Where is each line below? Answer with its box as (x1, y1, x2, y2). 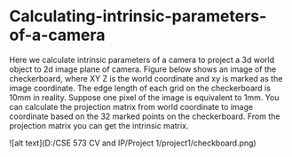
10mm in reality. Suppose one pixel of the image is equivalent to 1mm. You (9, 91, 280, 103)
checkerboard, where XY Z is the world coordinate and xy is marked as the (9, 73, 283, 83)
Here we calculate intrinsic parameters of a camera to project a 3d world (9, 54, 275, 65)
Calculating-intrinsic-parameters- (9, 6, 267, 27)
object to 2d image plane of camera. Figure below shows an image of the (9, 64, 277, 75)
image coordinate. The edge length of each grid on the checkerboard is (9, 82, 271, 93)
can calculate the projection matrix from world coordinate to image (9, 101, 254, 112)
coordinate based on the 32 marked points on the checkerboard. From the (9, 111, 280, 122)
